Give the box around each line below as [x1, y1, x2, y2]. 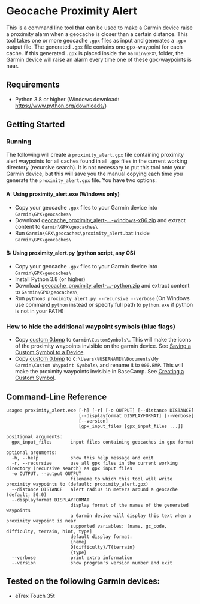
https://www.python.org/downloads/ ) [14, 102, 107, 109]
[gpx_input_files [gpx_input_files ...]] [78, 423, 184, 429]
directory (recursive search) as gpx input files [6, 465, 133, 471]
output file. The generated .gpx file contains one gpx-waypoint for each [6, 43, 183, 50]
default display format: [70, 533, 133, 540]
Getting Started [6, 119, 65, 130]
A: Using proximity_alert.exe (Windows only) [6, 190, 120, 198]
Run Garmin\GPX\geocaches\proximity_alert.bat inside [14, 229, 150, 237]
